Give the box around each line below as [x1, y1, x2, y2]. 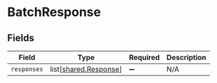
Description [167, 53, 206, 62]
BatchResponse [7, 4, 101, 20]
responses [10, 66, 43, 73]
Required [129, 53, 160, 62]
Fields [7, 32, 35, 44]
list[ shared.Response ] [50, 64, 122, 74]
